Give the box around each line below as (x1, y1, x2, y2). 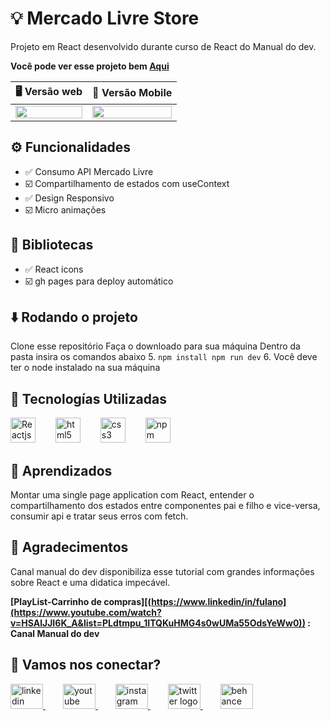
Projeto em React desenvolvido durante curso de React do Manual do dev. (10, 40, 317, 52)
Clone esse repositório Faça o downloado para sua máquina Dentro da (10, 340, 301, 352)
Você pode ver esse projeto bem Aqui (10, 60, 170, 72)
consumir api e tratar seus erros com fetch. (10, 510, 189, 522)
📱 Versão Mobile (92, 86, 173, 100)
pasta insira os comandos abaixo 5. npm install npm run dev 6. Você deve (10, 351, 318, 363)
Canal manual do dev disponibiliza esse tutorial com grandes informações (10, 565, 315, 577)
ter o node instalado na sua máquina (10, 362, 161, 374)
